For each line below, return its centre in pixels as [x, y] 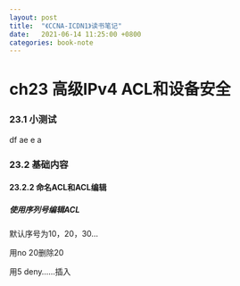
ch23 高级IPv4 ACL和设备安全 [120, 89]
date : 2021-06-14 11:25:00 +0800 [75, 34]
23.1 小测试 [33, 120]
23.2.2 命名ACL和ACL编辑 [58, 188]
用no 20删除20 [37, 253]
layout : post [33, 17]
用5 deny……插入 [40, 272]
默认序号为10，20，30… [54, 234]
